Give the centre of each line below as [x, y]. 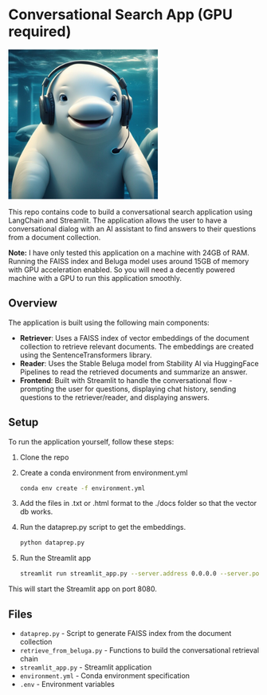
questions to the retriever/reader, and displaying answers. [114, 397]
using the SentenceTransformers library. [86, 355]
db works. [36, 511]
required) [40, 32]
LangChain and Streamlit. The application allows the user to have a [118, 220]
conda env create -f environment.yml [82, 488]
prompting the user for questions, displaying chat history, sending [128, 389]
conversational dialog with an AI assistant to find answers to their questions [132, 228]
